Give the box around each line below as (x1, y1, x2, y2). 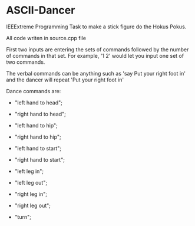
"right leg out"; (14, 202, 51, 209)
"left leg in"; (14, 168, 44, 175)
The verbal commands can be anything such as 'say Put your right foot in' (6, 70, 186, 77)
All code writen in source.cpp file (6, 34, 87, 41)
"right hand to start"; (14, 156, 65, 163)
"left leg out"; (14, 179, 48, 186)
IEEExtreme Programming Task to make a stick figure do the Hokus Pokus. (6, 23, 187, 30)
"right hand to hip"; (14, 133, 61, 140)
